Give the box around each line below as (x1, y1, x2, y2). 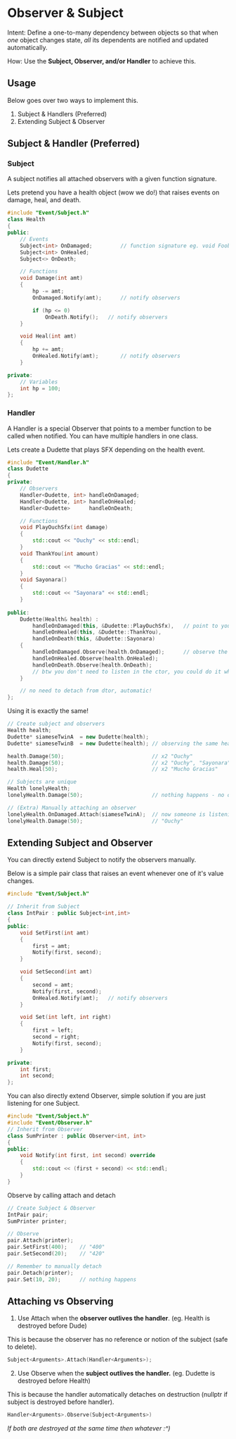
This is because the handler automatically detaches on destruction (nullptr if (7, 1390, 228, 1399)
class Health (7, 216, 46, 223)
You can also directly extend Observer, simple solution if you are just (7, 1092, 206, 1100)
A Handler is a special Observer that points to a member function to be (7, 424, 212, 433)
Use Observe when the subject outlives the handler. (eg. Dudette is (17, 1369, 216, 1378)
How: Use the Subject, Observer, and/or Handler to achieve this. (7, 56, 197, 65)
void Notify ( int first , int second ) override (20, 1152, 156, 1159)
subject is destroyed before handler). (7, 1397, 114, 1407)
